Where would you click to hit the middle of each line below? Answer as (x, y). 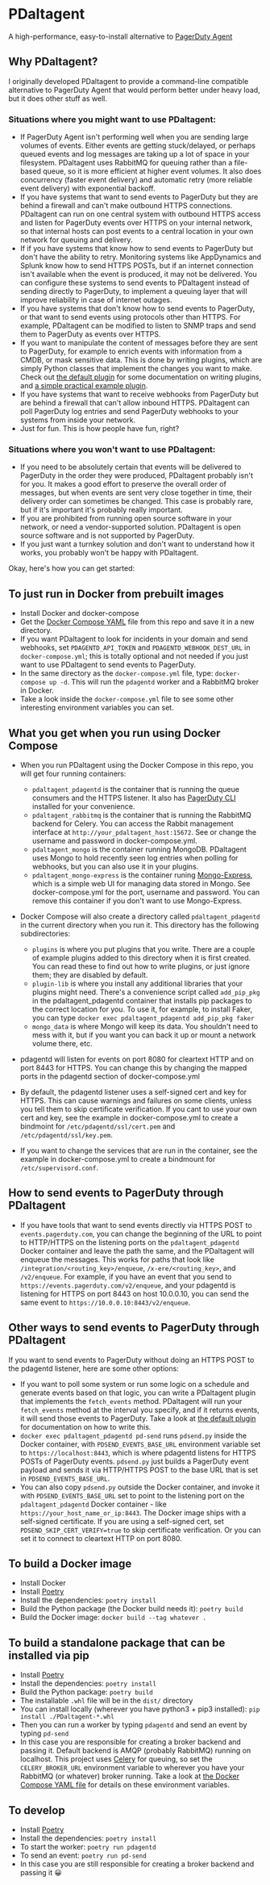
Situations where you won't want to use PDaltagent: (112, 449)
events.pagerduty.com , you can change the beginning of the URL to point (141, 1234)
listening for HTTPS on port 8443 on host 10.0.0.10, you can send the (135, 1293)
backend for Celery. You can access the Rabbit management (133, 823)
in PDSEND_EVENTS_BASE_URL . (65, 1478)
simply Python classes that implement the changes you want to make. (136, 369)
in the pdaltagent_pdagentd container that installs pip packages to (142, 1000)
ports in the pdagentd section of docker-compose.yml (110, 1076)
